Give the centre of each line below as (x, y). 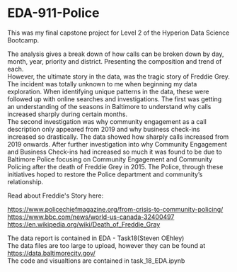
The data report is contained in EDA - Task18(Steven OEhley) (96, 238)
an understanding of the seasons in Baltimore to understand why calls (109, 106)
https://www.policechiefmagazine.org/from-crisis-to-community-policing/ (115, 209)
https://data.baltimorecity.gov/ (51, 253)
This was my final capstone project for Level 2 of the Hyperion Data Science (118, 33)
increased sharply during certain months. (68, 114)
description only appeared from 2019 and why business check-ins (104, 129)
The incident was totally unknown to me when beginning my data (102, 84)
